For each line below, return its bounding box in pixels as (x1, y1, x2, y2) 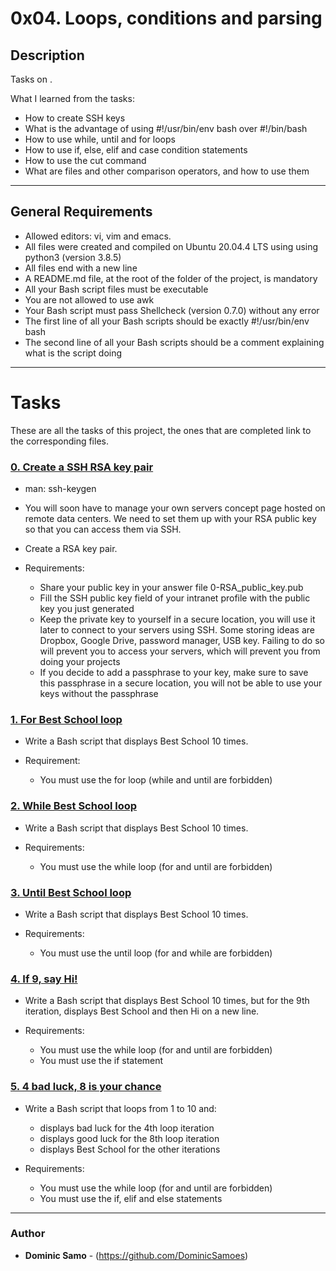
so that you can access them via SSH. (24, 523, 182, 536)
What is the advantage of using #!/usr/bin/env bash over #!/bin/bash (24, 123, 308, 134)
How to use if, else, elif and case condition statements (24, 144, 248, 156)
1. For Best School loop (10, 712, 123, 726)
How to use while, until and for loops (24, 133, 176, 145)
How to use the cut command (24, 155, 147, 166)
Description (10, 47, 85, 64)
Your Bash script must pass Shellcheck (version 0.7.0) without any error (24, 304, 320, 316)
